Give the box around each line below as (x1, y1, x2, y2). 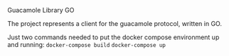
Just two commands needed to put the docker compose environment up (7, 33, 220, 41)
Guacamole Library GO (7, 6, 75, 14)
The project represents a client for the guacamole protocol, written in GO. (7, 20, 223, 27)
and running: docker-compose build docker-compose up (7, 41, 166, 48)
